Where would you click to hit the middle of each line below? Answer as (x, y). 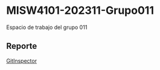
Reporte (22, 46)
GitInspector (22, 60)
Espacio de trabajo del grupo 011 (47, 27)
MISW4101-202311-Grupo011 (80, 11)
